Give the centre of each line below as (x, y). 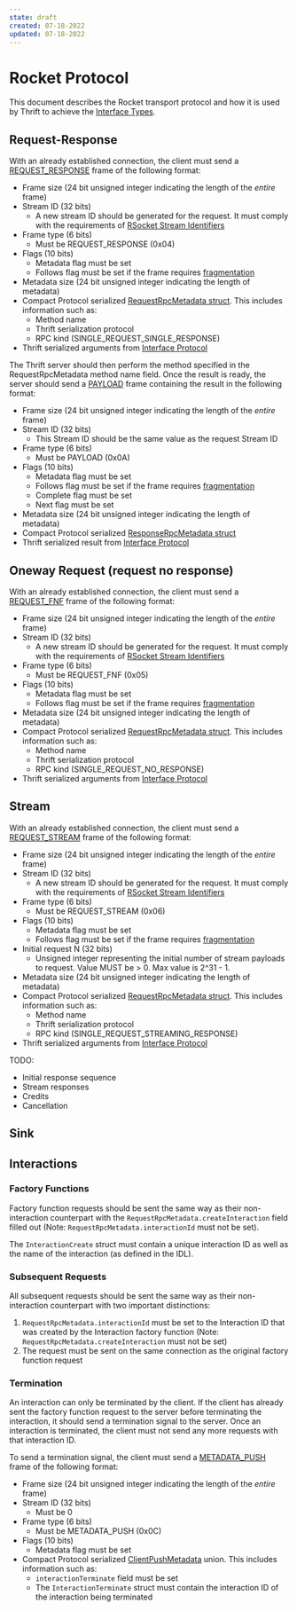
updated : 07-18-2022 (47, 34)
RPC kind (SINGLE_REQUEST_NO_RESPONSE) (120, 769)
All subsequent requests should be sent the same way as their (123, 1296)
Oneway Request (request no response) (121, 570)
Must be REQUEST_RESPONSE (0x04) (105, 244)
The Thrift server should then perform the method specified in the (129, 365)
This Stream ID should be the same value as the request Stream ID (156, 439)
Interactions (43, 1163)
